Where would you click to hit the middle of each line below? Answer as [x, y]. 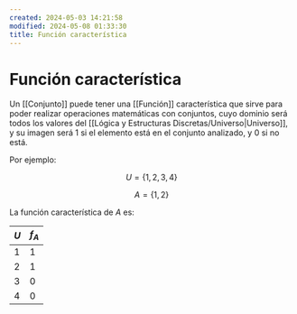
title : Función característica [68, 34]
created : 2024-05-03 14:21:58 [66, 18]
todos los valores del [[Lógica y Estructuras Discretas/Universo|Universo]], [149, 124]
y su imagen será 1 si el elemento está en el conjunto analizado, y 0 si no [144, 133]
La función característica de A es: [72, 212]
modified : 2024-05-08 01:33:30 [68, 26]
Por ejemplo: [33, 160]
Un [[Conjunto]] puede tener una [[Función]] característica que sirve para [146, 104]
